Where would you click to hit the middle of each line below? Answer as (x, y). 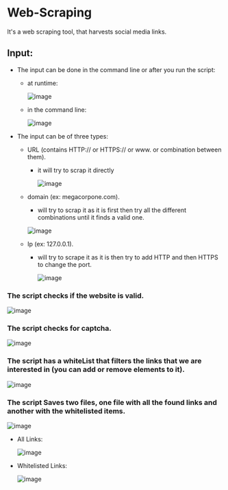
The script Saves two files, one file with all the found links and (112, 402)
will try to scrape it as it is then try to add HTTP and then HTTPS (128, 257)
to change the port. (65, 264)
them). (37, 156)
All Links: (30, 439)
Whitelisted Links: (42, 465)
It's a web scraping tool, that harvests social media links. (87, 32)
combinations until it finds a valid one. (91, 217)
